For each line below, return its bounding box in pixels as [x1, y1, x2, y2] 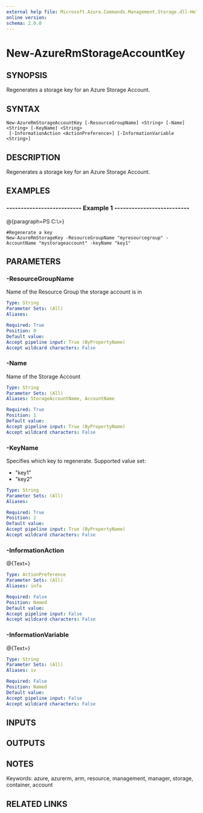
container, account [6, 782, 53, 789]
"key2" [14, 475, 33, 482]
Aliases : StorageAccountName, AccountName [6, 396, 115, 402]
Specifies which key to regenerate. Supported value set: [6, 457, 146, 464]
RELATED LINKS [6, 798, 68, 809]
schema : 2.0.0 [6, 20, 42, 26]
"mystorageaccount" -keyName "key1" [38, 240, 131, 246]
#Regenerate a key [6, 229, 53, 235]
